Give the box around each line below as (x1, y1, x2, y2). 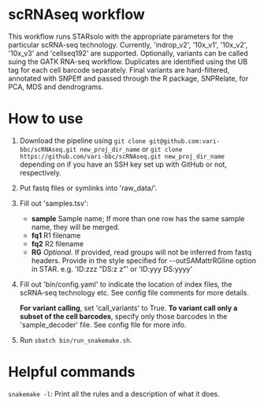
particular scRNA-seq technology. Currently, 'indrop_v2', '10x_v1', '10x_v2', (8, 39, 248, 49)
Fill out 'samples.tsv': (19, 198, 89, 208)
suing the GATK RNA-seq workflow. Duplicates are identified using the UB (8, 57, 248, 66)
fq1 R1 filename (31, 231, 81, 240)
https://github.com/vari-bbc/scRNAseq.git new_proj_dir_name (19, 152, 225, 160)
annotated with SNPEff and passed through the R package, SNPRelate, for (8, 73, 249, 83)
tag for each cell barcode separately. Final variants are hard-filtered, (8, 65, 230, 74)
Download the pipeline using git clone (19, 136, 147, 145)
